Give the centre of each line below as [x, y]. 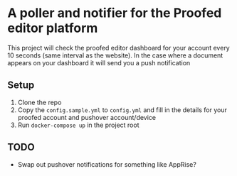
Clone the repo [39, 102]
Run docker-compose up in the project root [78, 125]
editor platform [53, 28]
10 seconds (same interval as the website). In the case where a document [115, 55]
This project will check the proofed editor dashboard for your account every [118, 48]
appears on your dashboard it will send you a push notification [99, 62]
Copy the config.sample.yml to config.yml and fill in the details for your [122, 110]
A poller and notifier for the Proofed [115, 13]
